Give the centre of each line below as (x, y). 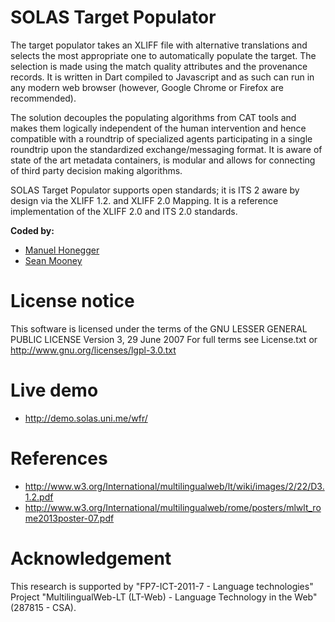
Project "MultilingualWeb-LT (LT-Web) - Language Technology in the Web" (164, 597)
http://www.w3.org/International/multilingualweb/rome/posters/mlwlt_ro (173, 507)
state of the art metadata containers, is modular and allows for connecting (163, 160)
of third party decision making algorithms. (96, 170)
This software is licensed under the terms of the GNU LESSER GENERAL (159, 328)
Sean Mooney (53, 260)
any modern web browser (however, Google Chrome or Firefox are (147, 87)
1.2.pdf (39, 497)
